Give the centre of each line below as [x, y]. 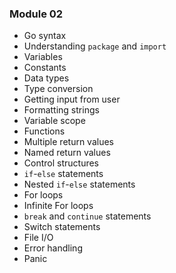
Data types [46, 78]
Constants [45, 68]
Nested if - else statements [79, 184]
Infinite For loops [58, 206]
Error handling [53, 248]
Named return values [67, 153]
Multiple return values [68, 142]
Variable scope [54, 121]
